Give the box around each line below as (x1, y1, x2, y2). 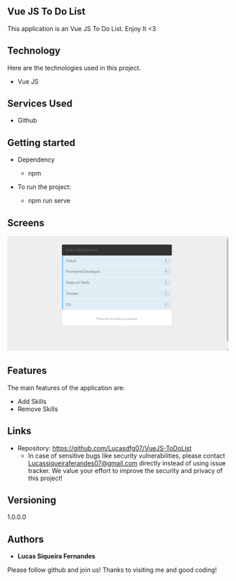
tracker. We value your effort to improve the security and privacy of (27, 466, 223, 475)
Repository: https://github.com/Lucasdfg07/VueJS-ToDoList (17, 444, 192, 452)
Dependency (17, 155, 55, 164)
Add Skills (17, 397, 47, 405)
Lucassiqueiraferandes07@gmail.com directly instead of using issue (27, 458, 226, 467)
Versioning (7, 494, 56, 506)
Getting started (7, 137, 76, 149)
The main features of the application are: (7, 384, 125, 392)
